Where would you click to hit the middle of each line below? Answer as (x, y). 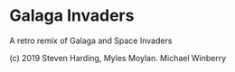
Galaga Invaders (72, 16)
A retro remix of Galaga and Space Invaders (91, 40)
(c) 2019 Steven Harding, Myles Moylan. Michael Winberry (118, 58)
